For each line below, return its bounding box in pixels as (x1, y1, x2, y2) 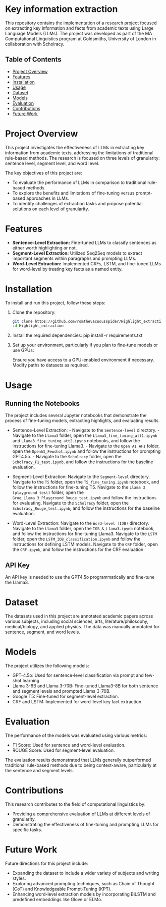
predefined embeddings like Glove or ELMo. (12, 896, 103, 902)
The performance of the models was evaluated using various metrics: (5, 732, 147, 738)
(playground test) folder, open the (12, 489, 84, 495)
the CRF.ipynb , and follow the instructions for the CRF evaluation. (12, 546, 145, 552)
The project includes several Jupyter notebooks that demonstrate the (5, 413, 147, 419)
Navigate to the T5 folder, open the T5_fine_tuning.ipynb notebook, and (12, 479, 160, 485)
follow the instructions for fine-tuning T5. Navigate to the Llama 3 (12, 484, 145, 490)
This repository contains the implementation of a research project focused (5, 20, 157, 26)
